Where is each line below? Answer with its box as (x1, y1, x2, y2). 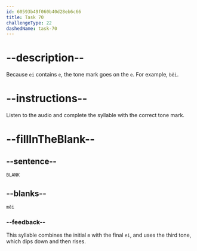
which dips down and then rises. (6, 238, 87, 245)
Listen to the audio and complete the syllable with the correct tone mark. (6, 112, 185, 119)
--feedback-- (6, 218, 46, 226)
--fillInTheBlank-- (6, 133, 96, 146)
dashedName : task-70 (6, 25, 58, 32)
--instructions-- (6, 92, 88, 105)
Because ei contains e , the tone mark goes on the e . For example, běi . (6, 71, 179, 78)
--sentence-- (6, 156, 57, 166)
